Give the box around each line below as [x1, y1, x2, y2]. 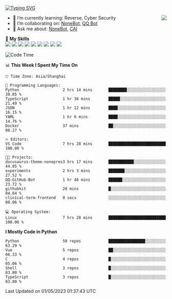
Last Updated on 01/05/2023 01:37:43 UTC [5, 288, 96, 294]
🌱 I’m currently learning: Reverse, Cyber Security [12, 15, 116, 21]
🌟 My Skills [5, 36, 30, 42]
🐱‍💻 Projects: [5, 155, 33, 160]
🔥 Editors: [5, 137, 29, 142]
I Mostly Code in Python [5, 229, 57, 235]
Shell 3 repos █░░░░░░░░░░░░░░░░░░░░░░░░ [5, 266, 166, 271]
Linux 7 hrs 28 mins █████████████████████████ [5, 215, 166, 220]
